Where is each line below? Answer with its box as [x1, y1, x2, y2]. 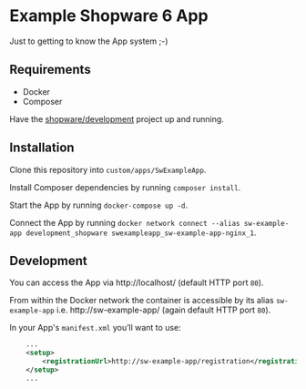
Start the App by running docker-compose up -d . [9, 200, 189, 210]
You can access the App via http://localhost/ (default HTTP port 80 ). [9, 277, 264, 288]
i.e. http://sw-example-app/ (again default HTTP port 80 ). [56, 304, 271, 315]
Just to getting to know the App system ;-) [9, 36, 168, 46]
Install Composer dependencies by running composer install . [9, 181, 241, 192]
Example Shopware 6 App [9, 5, 209, 26]
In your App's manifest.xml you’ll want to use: [9, 322, 182, 333]
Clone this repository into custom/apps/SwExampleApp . [9, 164, 207, 175]
